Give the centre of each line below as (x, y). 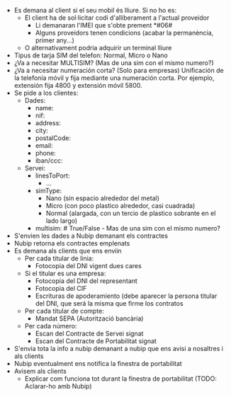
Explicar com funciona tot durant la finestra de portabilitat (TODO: (121, 379)
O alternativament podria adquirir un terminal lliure (98, 48)
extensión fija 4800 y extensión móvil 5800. (78, 85)
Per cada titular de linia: (59, 258)
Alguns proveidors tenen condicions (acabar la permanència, (124, 33)
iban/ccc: (49, 161)
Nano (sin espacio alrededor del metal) (102, 198)
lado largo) (62, 221)
